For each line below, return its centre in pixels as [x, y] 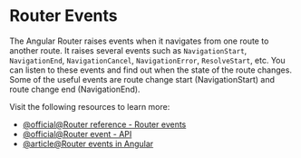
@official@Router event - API [77, 133]
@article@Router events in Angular [88, 143]
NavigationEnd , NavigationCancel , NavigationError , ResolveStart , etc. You [147, 60]
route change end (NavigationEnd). [75, 89]
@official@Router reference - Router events [104, 124]
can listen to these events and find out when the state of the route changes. [151, 70]
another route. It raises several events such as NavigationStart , [128, 50]
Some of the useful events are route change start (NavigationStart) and [142, 79]
